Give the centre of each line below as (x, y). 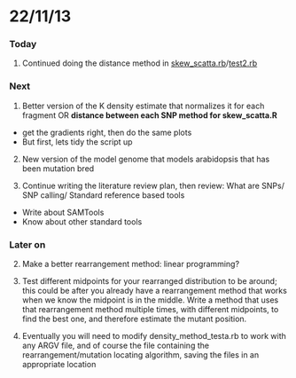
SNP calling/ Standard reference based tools (103, 195)
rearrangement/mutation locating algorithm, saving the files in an (140, 355)
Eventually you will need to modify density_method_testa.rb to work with (154, 336)
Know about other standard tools (82, 221)
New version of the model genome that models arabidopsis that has (146, 159)
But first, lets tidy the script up (77, 142)
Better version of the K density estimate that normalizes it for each (143, 106)
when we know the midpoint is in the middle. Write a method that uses (150, 300)
